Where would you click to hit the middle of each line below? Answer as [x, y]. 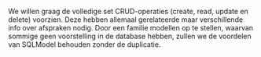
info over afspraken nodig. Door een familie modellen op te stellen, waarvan [131, 28]
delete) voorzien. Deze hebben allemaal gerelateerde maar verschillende [126, 20]
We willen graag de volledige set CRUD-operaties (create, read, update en [129, 11]
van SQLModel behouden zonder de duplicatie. [85, 45]
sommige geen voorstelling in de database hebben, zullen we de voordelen [130, 36]
